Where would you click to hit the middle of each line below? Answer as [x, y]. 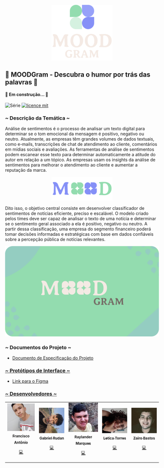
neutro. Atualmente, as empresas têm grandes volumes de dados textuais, [80, 139]
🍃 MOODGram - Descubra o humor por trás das [78, 74]
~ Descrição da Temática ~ [37, 118]
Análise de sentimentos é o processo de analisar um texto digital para [75, 129]
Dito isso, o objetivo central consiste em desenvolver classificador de [75, 208]
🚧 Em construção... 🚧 [27, 95]
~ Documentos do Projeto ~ [38, 347]
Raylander [83, 437]
